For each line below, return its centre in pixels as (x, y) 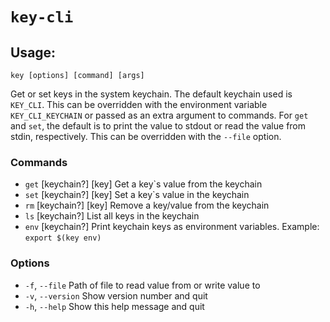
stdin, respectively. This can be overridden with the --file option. (146, 136)
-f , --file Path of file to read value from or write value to (142, 285)
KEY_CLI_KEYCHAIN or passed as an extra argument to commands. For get (159, 115)
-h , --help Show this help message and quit (114, 306)
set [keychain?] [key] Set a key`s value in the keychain (137, 195)
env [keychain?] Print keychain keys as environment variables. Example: (172, 227)
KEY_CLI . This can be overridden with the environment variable (139, 104)
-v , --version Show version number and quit (116, 295)
